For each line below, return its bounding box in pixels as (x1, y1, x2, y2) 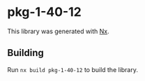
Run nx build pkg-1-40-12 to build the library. (7, 65, 138, 73)
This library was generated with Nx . (7, 27, 109, 35)
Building (7, 47, 44, 59)
